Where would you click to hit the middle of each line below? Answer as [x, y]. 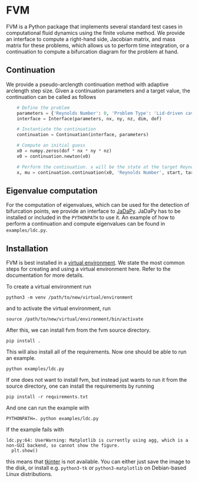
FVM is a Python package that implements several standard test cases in [94, 27]
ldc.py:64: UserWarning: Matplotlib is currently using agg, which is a [97, 440]
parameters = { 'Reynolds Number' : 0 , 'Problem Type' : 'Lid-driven [100, 113]
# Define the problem [43, 108]
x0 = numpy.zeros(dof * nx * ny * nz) [64, 151]
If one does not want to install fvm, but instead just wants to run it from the [97, 380]
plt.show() [25, 451]
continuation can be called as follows [51, 97]
